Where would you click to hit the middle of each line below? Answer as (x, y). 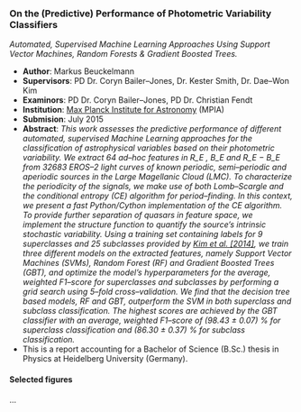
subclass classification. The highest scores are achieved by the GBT (150, 311)
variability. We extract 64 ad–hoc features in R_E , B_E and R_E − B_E (151, 158)
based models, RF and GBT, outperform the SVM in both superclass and (157, 301)
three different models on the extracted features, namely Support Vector (157, 253)
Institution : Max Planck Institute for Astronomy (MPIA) (123, 110)
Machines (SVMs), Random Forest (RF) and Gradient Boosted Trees (148, 263)
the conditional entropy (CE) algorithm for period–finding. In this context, (157, 196)
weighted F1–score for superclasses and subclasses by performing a (150, 282)
